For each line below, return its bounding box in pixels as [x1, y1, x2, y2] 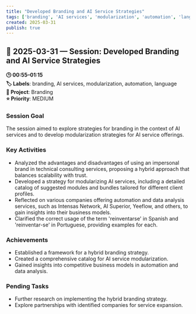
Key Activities [6, 146, 47, 154]
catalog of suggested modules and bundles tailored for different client [14, 184, 183, 191]
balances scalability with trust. [14, 172, 88, 179]
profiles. [14, 190, 35, 197]
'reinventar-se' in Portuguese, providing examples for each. [14, 221, 158, 228]
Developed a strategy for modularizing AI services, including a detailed [14, 177, 185, 184]
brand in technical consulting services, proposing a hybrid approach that [14, 165, 190, 172]
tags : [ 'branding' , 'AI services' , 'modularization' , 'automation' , [6, 14, 176, 20]
